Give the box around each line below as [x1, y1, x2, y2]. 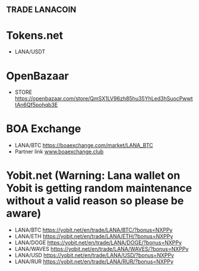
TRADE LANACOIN [6, 5, 77, 15]
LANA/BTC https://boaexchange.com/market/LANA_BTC [14, 142, 153, 149]
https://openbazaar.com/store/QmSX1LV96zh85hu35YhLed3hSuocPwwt [14, 95, 193, 102]
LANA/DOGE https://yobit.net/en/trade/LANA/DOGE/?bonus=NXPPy [14, 239, 182, 246]
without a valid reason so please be [6, 194, 184, 207]
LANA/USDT [14, 48, 46, 55]
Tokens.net [6, 29, 64, 42]
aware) [6, 207, 42, 220]
